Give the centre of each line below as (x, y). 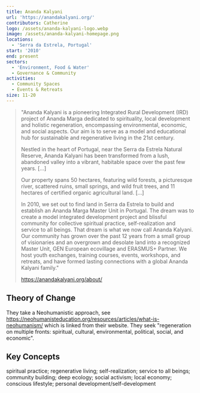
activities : (21, 78)
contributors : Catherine (37, 23)
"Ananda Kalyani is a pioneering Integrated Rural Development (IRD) (104, 112)
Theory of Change (41, 298)
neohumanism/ (25, 325)
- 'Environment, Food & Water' (51, 67)
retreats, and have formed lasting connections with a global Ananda (104, 261)
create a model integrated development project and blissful (94, 217)
